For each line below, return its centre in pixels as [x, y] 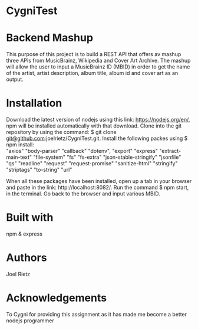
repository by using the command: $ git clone [61, 132]
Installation [34, 103]
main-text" [19, 157]
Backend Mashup [49, 38]
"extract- [170, 151]
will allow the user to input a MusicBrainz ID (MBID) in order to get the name [98, 67]
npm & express [24, 234]
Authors [27, 258]
